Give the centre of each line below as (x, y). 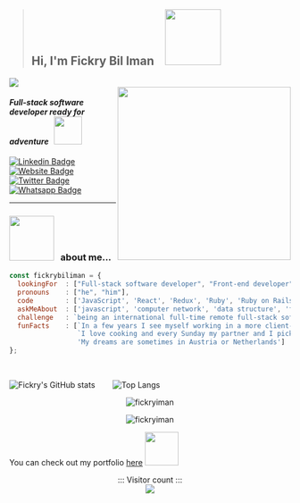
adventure (29, 142)
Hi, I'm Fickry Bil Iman (92, 61)
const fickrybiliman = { (55, 276)
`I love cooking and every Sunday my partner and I (175, 334)
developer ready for (47, 112)
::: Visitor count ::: (150, 480)
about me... (86, 257)
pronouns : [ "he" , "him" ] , (73, 293)
